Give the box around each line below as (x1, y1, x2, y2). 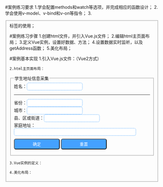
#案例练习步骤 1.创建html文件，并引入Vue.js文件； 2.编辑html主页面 (9, 33, 145, 39)
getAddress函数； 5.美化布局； (9, 45, 72, 51)
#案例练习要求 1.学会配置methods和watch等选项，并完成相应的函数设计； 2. (5, 4, 158, 10)
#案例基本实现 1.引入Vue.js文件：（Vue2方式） (9, 56, 102, 61)
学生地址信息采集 (14, 75, 49, 81)
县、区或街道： (14, 115, 44, 121)
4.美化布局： (9, 170, 33, 175)
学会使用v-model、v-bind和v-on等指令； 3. (5, 10, 92, 16)
